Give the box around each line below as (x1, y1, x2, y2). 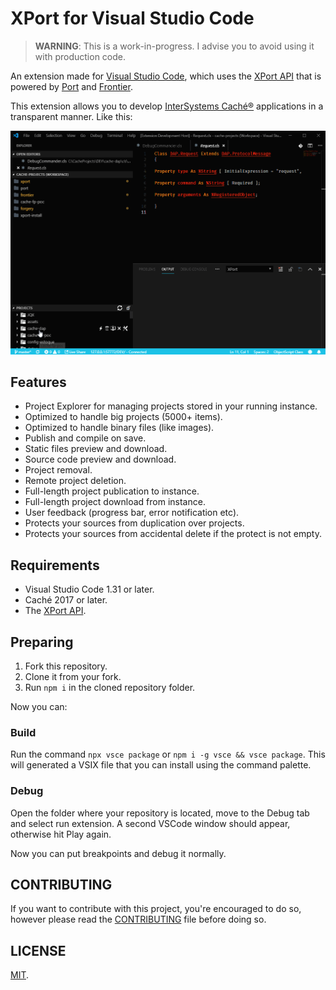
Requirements (10, 557, 100, 574)
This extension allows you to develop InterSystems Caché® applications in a (10, 100, 324, 112)
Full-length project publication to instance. (24, 485, 200, 497)
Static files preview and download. (24, 443, 168, 455)
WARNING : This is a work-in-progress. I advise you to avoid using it (34, 40, 315, 52)
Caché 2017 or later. (24, 594, 108, 606)
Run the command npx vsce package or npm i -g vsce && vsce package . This (10, 748, 326, 761)
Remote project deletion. (24, 475, 127, 487)
